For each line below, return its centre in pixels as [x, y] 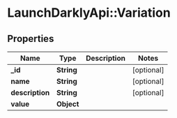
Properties [31, 39]
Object [68, 104]
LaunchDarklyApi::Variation [89, 13]
